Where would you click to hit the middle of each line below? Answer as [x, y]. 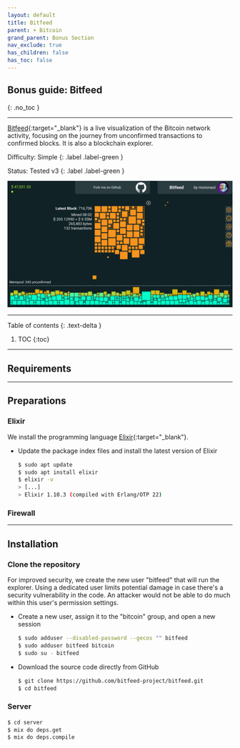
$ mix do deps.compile [41, 737]
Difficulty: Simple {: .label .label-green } [65, 156]
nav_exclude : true [35, 45]
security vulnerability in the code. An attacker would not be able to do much [119, 595]
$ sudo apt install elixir [58, 472]
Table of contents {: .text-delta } [55, 326]
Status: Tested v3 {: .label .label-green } [66, 171]
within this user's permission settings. [63, 603]
